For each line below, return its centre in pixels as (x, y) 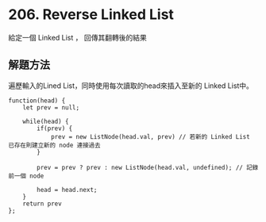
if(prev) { (55, 128)
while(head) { (46, 121)
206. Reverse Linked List (91, 15)
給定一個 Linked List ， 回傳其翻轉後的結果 (77, 37)
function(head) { (37, 101)
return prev (42, 204)
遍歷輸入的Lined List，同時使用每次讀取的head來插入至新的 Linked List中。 (131, 86)
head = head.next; (67, 189)
